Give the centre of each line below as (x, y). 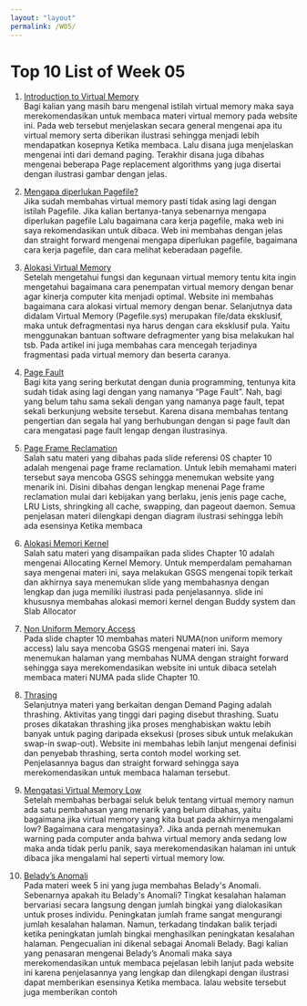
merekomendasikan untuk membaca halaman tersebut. (127, 773)
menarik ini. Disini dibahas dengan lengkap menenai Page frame (144, 487)
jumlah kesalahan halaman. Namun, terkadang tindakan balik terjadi (150, 924)
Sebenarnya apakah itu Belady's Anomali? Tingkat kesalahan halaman (154, 896)
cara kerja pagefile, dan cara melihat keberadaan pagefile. (133, 250)
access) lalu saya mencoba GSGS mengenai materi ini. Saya (136, 648)
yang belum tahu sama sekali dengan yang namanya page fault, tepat (154, 401)
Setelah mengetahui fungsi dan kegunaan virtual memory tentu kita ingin (160, 277)
